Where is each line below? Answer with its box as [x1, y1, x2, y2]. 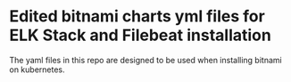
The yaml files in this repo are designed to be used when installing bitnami [9, 54, 283, 65]
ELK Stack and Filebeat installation [9, 25, 272, 45]
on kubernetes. [9, 64, 65, 75]
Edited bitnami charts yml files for [9, 6, 265, 27]
